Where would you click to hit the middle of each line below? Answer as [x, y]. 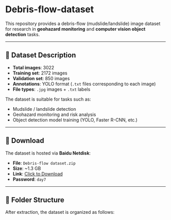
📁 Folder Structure [35, 200]
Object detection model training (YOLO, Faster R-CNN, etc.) [75, 120]
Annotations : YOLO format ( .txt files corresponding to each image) [84, 84]
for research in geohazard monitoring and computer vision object [76, 29]
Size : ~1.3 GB [27, 168]
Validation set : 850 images [41, 78]
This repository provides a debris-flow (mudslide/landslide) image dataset [83, 23]
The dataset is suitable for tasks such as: [48, 99]
